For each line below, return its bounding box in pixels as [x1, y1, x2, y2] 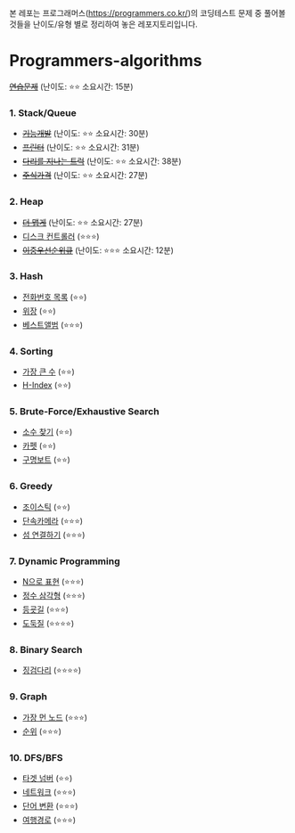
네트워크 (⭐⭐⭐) [21, 787, 77, 797]
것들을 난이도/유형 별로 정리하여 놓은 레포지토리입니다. [9, 19, 198, 29]
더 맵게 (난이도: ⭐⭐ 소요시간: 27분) [21, 216, 143, 227]
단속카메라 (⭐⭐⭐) [21, 515, 83, 526]
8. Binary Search [9, 643, 83, 656]
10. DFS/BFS [9, 751, 64, 764]
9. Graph [9, 690, 47, 703]
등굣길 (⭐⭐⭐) [21, 604, 70, 615]
